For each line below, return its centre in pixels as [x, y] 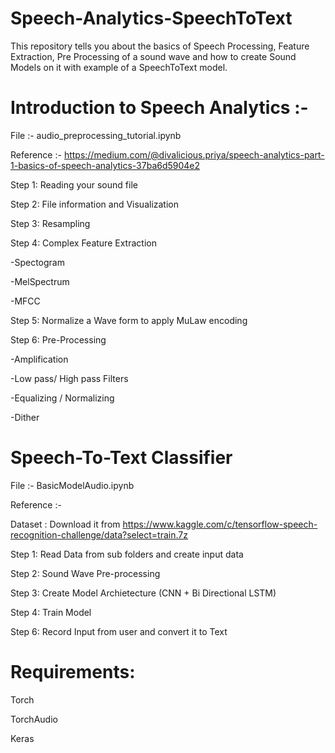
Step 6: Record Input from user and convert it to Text [119, 631]
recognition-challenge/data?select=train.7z [99, 534]
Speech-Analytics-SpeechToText [151, 18]
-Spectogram [37, 262]
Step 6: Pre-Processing [58, 339]
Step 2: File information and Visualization [95, 204]
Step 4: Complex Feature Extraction [83, 243]
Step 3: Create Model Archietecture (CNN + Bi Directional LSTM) [143, 593]
